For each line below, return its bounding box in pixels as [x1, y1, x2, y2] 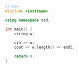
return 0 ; [14, 54, 35, 59]
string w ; [14, 31, 35, 36]
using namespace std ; [5, 17, 50, 23]
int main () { [5, 27, 32, 32]
